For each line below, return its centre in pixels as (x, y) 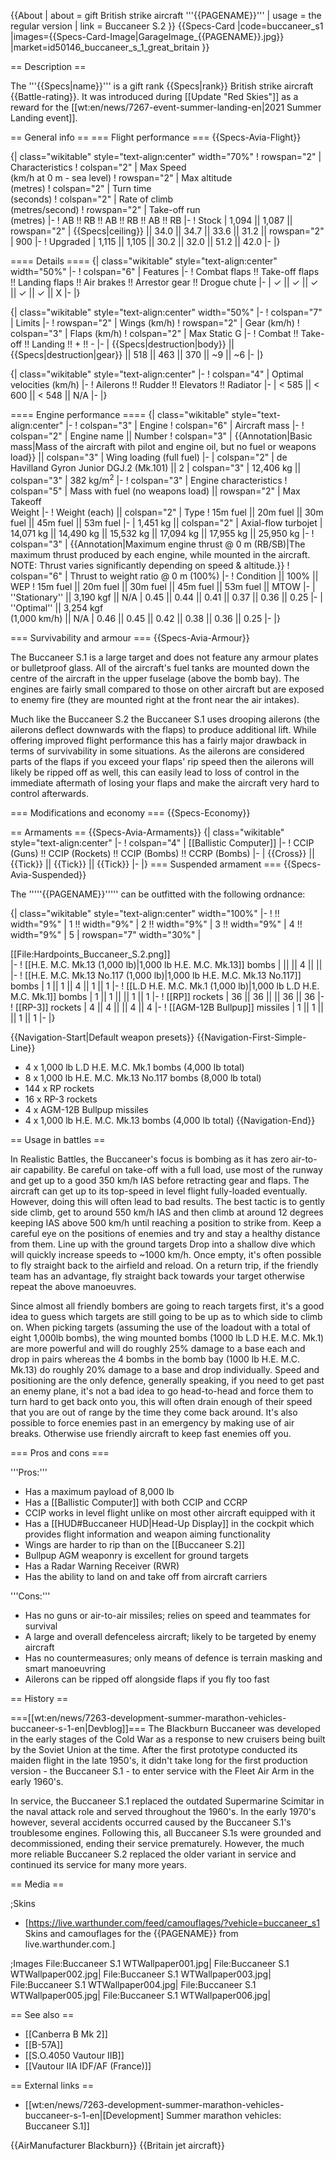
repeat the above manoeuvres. (73, 1286)
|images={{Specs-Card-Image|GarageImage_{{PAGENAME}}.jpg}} (147, 36)
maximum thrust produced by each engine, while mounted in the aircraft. (160, 554)
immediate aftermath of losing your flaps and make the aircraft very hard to (165, 782)
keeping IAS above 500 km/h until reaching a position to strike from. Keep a (166, 1222)
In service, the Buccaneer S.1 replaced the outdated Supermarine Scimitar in (167, 1801)
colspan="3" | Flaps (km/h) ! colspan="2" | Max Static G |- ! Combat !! (154, 333)
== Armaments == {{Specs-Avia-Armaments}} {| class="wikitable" (147, 832)
